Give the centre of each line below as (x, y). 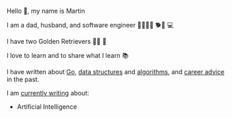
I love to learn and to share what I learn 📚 (68, 55)
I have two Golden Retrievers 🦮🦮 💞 (57, 41)
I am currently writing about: (48, 93)
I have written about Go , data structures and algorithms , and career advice (116, 72)
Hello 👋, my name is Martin (46, 11)
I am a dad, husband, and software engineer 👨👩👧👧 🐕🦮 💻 (90, 25)
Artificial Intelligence (47, 107)
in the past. (23, 79)
